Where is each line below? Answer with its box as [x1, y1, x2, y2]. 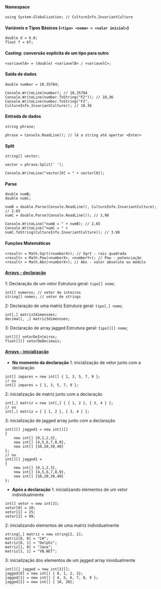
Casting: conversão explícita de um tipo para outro [5, 50, 109, 56]
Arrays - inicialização [5, 349, 49, 355]
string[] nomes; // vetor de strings [5, 294, 81, 299]
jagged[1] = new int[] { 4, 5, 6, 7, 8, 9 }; [5, 575, 98, 580]
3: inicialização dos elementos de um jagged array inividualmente [5, 557, 135, 563]
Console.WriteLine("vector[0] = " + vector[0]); [5, 171, 105, 176]
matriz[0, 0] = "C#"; [5, 536, 49, 541]
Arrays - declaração [5, 270, 46, 276]
